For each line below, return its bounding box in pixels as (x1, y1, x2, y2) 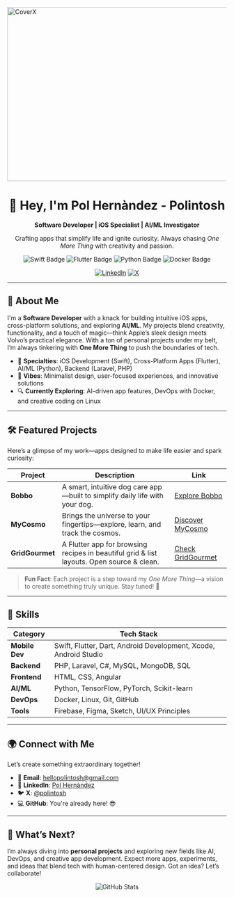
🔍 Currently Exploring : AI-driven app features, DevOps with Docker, (17, 386, 216, 395)
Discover (173, 515, 204, 525)
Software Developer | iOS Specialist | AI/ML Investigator (34, 221, 200, 229)
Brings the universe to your (61, 511, 150, 521)
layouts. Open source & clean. (61, 557, 159, 566)
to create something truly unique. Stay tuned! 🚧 (24, 582, 160, 590)
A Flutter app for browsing (61, 539, 148, 549)
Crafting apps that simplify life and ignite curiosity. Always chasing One (15, 234, 219, 242)
